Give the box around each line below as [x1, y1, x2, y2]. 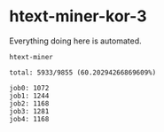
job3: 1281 [9, 106, 50, 116]
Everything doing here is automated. [9, 35, 142, 46]
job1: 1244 [9, 91, 50, 100]
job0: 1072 [9, 83, 50, 92]
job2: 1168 [9, 99, 50, 108]
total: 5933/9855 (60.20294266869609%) [9, 68, 157, 77]
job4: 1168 [9, 114, 50, 123]
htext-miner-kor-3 [9, 6, 147, 27]
